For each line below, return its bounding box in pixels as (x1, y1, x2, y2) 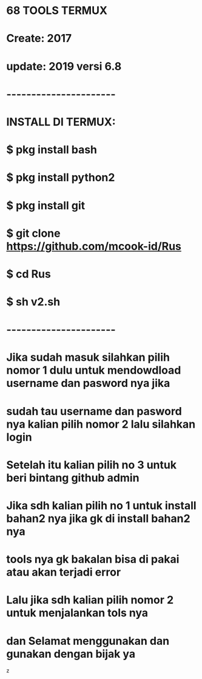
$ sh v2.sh (6, 295, 61, 309)
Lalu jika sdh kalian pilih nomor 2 (6, 593, 174, 607)
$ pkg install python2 (6, 171, 115, 184)
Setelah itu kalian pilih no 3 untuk (6, 458, 177, 472)
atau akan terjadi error (6, 565, 121, 579)
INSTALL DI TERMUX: (6, 115, 116, 128)
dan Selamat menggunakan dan (6, 634, 170, 648)
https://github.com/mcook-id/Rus (6, 239, 182, 253)
